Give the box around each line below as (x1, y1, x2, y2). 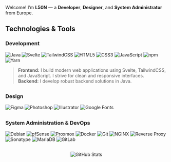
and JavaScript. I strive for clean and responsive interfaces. (17, 72, 145, 78)
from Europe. (5, 10, 33, 16)
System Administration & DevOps (5, 119, 90, 126)
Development (5, 40, 40, 47)
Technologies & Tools (5, 25, 75, 33)
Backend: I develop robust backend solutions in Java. (17, 78, 132, 84)
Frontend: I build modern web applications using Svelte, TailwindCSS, (17, 67, 166, 73)
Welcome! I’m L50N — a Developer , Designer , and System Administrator (5, 5, 163, 10)
